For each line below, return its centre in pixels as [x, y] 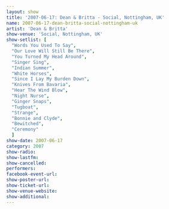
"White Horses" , [32, 73]
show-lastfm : [22, 157]
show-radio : [21, 152]
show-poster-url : [28, 180]
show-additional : [28, 196]
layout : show [22, 12]
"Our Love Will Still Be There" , [53, 51]
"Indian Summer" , [33, 68]
